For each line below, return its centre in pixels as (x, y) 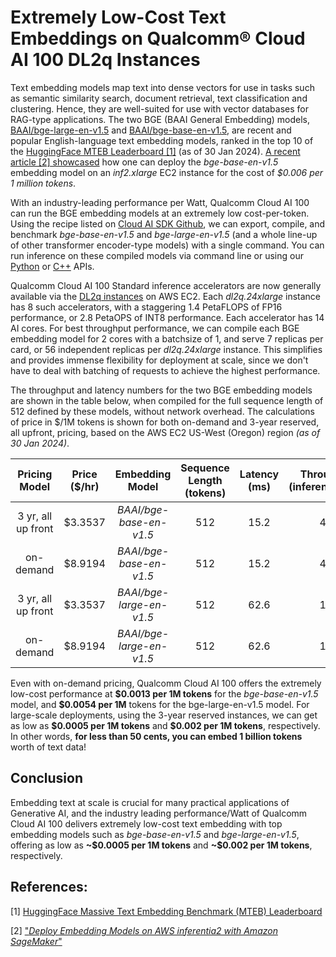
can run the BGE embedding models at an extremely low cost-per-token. (160, 213)
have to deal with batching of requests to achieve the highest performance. (165, 370)
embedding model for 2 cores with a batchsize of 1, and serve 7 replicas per (167, 338)
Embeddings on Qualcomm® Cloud (158, 38)
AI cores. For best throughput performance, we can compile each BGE (155, 328)
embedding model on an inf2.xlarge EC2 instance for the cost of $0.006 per (167, 172)
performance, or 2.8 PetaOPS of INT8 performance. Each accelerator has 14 (167, 317)
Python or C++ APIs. (52, 266)
